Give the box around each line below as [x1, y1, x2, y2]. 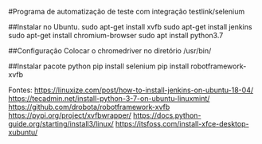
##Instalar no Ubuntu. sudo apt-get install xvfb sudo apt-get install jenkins [8, 22, 252, 31]
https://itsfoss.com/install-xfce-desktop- [115, 119, 249, 128]
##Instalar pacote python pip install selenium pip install [8, 61, 190, 71]
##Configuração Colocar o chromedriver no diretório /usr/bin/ [8, 46, 212, 55]
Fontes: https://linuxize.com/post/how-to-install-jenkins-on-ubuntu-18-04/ [8, 85, 253, 95]
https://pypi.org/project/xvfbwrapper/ [8, 111, 131, 120]
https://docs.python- [132, 111, 201, 120]
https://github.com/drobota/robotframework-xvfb [8, 103, 170, 111]
